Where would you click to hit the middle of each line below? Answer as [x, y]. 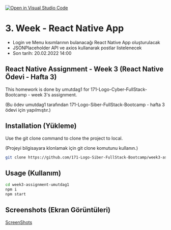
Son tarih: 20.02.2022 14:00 [42, 53]
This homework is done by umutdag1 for [48, 89]
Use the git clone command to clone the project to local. [64, 138]
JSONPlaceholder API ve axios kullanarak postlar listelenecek [77, 48]
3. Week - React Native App [65, 28]
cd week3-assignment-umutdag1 [37, 185]
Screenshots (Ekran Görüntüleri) [58, 210]
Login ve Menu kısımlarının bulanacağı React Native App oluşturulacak [86, 42]
